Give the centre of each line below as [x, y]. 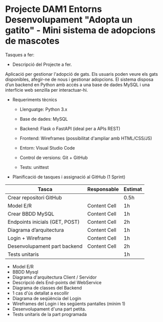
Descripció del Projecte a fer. [42, 64]
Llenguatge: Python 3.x [43, 109]
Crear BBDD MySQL [31, 214]
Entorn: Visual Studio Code [47, 148]
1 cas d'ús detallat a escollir [41, 293]
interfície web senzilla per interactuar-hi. [47, 90]
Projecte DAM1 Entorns [54, 9]
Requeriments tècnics [35, 99]
